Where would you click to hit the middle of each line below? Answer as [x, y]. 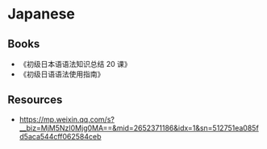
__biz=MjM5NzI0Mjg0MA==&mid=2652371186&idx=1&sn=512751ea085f [139, 128]
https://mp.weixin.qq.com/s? [67, 119]
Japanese [42, 14]
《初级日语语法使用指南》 [62, 74]
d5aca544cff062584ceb [60, 136]
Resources [35, 100]
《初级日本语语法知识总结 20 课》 [75, 64]
